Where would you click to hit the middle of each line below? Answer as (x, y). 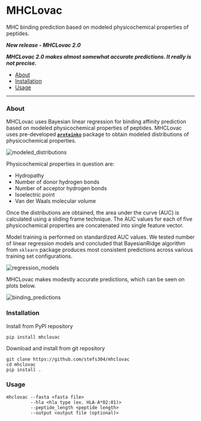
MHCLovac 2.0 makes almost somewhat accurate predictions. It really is (99, 56)
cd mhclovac (21, 364)
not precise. (22, 63)
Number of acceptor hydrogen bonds (61, 188)
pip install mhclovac (33, 337)
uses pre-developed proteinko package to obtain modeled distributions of (98, 134)
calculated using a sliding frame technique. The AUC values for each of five (99, 219)
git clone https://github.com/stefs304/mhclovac (68, 359)
